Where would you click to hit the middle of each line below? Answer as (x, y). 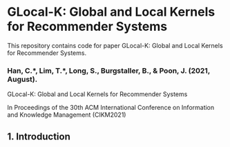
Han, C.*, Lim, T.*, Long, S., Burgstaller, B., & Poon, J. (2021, (109, 71)
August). (22, 79)
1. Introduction (39, 136)
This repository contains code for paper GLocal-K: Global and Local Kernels (115, 45)
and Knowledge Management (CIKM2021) (67, 115)
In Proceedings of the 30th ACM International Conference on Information (111, 108)
